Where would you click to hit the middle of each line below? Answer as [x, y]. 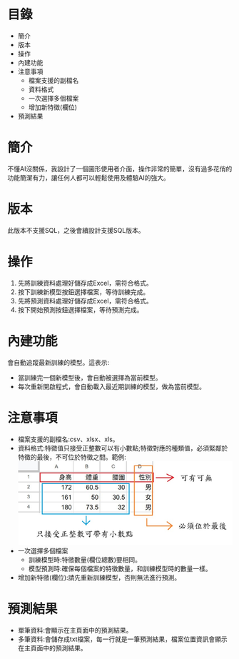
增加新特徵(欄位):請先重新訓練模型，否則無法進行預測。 [99, 577]
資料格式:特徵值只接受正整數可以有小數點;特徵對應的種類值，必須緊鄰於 [123, 448]
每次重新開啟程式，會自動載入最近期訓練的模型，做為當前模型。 [111, 386]
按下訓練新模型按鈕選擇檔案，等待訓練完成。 [83, 292]
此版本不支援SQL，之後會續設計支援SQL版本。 [76, 230]
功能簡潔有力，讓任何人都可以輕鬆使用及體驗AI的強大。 [88, 177]
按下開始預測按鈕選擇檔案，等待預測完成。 [80, 310]
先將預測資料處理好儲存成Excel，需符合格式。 [85, 301]
